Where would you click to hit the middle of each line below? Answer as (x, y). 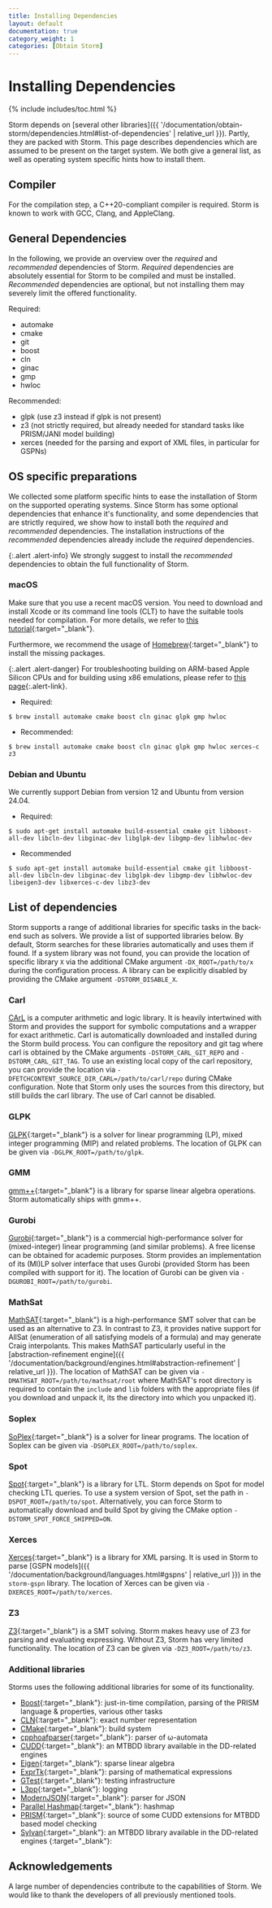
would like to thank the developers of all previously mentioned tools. (122, 1895)
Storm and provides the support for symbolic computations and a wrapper (133, 1027)
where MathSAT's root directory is (195, 1381)
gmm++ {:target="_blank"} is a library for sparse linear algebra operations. (132, 1190)
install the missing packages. (57, 653)
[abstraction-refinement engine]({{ (66, 1355)
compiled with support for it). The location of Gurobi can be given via (124, 1273)
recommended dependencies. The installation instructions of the (117, 530)
